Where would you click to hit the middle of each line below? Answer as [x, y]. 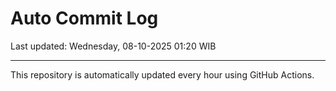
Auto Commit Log [84, 18]
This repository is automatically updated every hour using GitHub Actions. [162, 74]
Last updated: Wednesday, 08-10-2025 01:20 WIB [113, 46]
